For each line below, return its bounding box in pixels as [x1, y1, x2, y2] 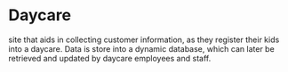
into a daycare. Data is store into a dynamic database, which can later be [8, 43, 275, 54]
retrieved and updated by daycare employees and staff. [8, 53, 212, 63]
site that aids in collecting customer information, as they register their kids [8, 34, 280, 45]
